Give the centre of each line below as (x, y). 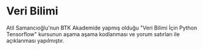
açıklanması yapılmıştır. (35, 40)
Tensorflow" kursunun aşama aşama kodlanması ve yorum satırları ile (93, 34)
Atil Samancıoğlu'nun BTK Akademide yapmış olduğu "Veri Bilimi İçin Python (102, 28)
